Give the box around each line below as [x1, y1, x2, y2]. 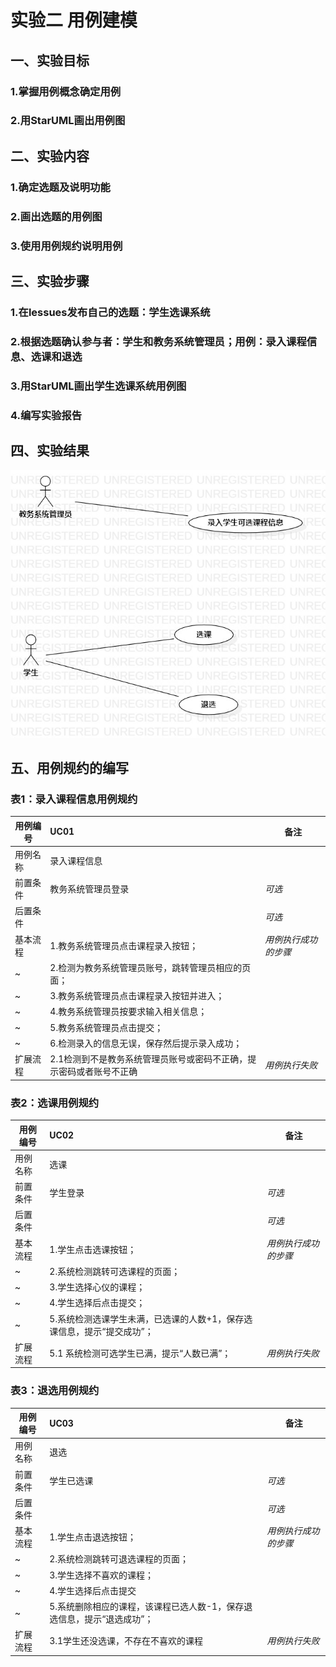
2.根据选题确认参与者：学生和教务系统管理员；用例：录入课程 [10, 334, 307, 348]
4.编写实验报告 [10, 408, 83, 422]
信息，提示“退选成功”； [58, 1613, 154, 1625]
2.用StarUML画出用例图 [10, 114, 126, 128]
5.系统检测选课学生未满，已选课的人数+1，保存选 [49, 1312, 253, 1325]
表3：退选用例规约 [10, 1384, 100, 1398]
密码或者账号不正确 [58, 1066, 138, 1078]
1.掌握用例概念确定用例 [10, 84, 122, 98]
